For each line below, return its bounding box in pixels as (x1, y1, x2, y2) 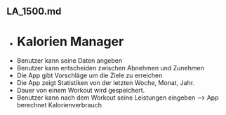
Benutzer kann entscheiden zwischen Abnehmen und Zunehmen (16, 64, 204, 72)
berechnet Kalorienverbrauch (16, 101, 102, 109)
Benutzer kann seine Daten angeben (16, 56, 123, 65)
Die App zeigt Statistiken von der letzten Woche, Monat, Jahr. (16, 79, 194, 87)
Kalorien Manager (16, 33, 124, 49)
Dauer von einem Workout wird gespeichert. (16, 86, 145, 95)
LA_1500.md (6, 6, 62, 17)
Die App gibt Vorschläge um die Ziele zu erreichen (16, 71, 163, 79)
